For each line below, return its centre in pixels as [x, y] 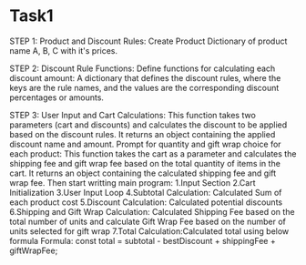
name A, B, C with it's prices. [64, 50]
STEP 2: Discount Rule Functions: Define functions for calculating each [143, 68]
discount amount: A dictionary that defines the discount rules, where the [145, 77]
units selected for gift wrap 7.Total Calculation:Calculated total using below [149, 231]
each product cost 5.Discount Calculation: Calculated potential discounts [146, 202]
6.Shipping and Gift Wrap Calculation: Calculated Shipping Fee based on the [152, 211]
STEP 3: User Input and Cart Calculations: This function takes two [133, 115]
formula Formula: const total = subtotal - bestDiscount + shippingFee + [143, 240]
